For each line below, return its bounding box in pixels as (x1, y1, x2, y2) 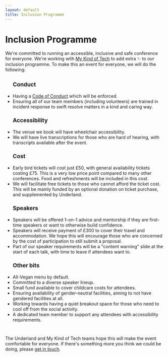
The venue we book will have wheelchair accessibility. (12, 129, 126, 135)
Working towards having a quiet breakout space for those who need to (12, 301, 159, 307)
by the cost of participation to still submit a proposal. (12, 238, 122, 244)
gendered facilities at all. (12, 295, 64, 301)
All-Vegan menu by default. (12, 274, 70, 280)
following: (5, 66, 26, 73)
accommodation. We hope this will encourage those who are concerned (12, 233, 162, 239)
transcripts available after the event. (12, 139, 88, 146)
